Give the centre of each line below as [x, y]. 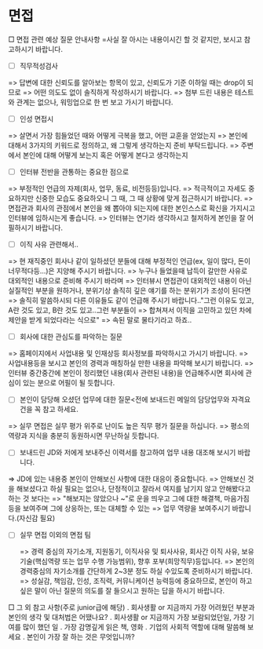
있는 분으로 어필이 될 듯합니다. [69, 383]
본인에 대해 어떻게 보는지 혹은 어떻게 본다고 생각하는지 [105, 155]
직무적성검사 [39, 66]
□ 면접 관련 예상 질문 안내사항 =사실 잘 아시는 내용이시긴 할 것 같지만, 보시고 [125, 39]
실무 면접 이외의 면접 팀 [55, 535]
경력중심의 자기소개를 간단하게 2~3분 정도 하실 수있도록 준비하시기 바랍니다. [136, 571]
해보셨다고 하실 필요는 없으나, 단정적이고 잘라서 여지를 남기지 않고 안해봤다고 [133, 489]
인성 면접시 [37, 119]
